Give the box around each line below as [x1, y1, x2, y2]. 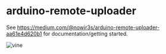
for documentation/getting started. [43, 30, 128, 37]
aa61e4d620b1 [6, 30, 42, 37]
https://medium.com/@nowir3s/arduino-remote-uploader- [17, 24, 160, 31]
